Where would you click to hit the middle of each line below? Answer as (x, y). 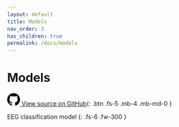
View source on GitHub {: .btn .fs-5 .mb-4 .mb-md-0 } (97, 104)
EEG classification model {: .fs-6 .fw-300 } (67, 117)
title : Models (27, 22)
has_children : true (35, 36)
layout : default (30, 14)
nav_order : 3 (26, 29)
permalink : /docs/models (42, 43)
